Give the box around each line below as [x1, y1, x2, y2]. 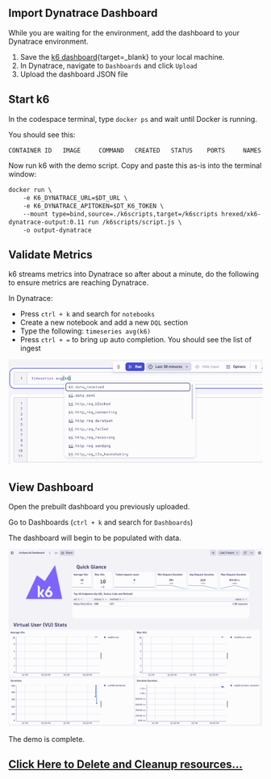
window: [8, 169, 37, 178]
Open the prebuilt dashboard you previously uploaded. [8, 502, 190, 512]
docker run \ [8, 186, 52, 194]
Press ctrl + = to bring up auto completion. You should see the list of [19, 335, 252, 345]
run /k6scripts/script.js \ [87, 218, 182, 226]
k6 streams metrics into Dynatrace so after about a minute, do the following [8, 270, 260, 279]
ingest [19, 343, 42, 354]
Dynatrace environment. [8, 36, 89, 46]
